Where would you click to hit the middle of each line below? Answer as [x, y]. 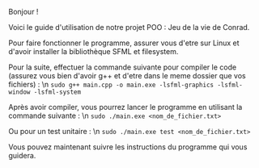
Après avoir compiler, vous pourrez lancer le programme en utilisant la [125, 107]
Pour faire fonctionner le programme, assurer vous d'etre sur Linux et [124, 43]
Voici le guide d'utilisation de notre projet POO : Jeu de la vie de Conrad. [129, 27]
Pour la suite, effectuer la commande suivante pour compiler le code [123, 67]
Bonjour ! [23, 12]
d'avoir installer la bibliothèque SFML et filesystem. [93, 51]
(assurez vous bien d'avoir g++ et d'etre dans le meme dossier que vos [127, 76]
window [19, 92]
